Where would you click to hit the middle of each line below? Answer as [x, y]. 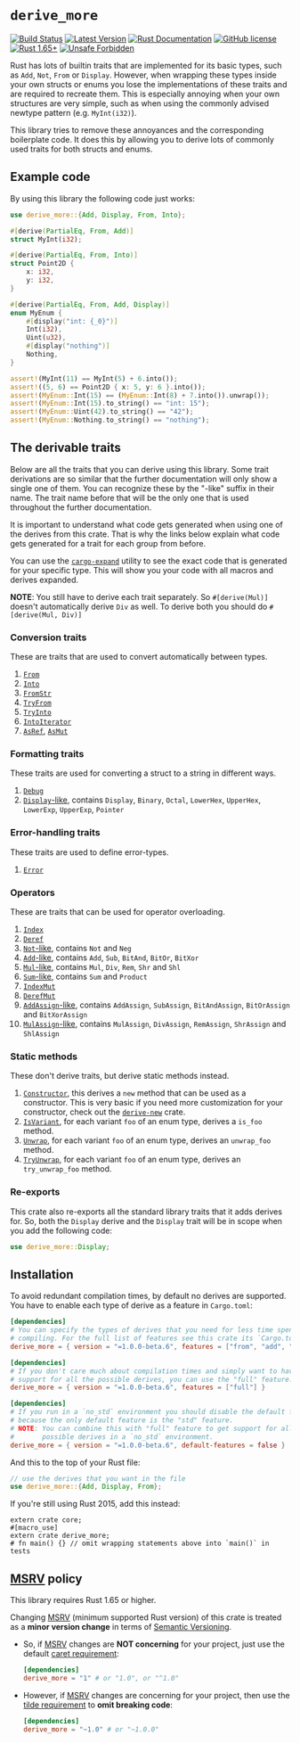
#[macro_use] [34, 1528]
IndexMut [39, 987]
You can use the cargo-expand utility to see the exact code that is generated [149, 561]
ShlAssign [41, 1034]
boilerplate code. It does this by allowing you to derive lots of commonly [142, 139]
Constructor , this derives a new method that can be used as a [134, 1093]
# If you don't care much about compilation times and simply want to [144, 1371]
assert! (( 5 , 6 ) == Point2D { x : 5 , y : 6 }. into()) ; [108, 387]
